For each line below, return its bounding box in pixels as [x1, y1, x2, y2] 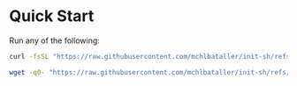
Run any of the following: [9, 35, 100, 46]
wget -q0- [9, 68, 46, 76]
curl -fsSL [9, 52, 49, 61]
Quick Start [9, 6, 95, 26]
